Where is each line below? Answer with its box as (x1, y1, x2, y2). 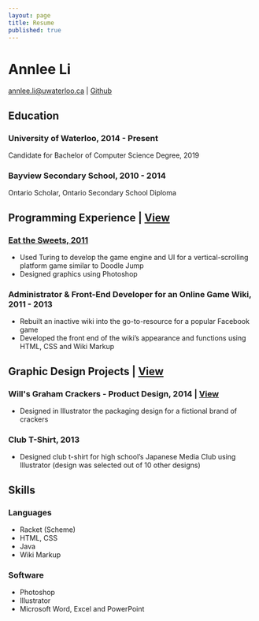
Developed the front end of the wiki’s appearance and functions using (19, 333, 246, 343)
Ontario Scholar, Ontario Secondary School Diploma (8, 188, 177, 198)
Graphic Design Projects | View (8, 364, 164, 378)
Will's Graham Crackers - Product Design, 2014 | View (8, 388, 219, 399)
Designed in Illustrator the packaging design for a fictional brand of (19, 406, 238, 415)
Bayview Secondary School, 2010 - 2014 (8, 170, 167, 181)
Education (8, 109, 60, 122)
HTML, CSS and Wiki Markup (19, 342, 115, 351)
